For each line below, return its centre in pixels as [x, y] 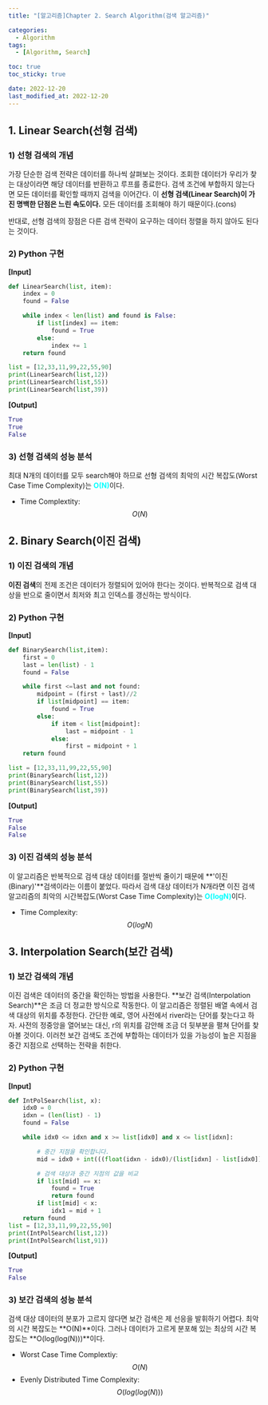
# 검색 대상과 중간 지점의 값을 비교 [88, 1173]
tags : [17, 45]
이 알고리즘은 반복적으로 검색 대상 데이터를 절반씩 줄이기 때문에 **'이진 [118, 876]
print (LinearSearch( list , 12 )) [59, 375]
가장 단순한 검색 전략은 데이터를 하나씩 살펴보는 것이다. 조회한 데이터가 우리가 [128, 174]
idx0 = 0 [37, 1108]
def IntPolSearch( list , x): [55, 1100]
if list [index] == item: [78, 323]
